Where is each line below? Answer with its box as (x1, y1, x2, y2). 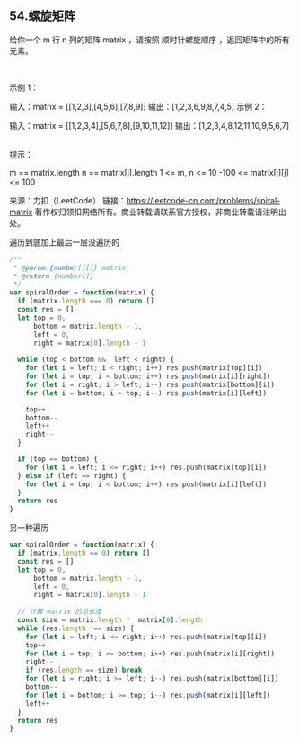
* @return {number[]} (13, 271, 94, 281)
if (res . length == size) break (25, 665, 143, 675)
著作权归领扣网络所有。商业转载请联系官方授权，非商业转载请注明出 (34, 206, 287, 217)
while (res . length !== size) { (17, 624, 135, 633)
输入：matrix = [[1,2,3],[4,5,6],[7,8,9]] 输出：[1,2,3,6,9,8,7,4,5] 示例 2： (9, 101, 268, 112)
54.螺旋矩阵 (9, 8, 76, 24)
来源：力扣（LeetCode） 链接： (9, 194, 128, 205)
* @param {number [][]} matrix (13, 263, 127, 272)
